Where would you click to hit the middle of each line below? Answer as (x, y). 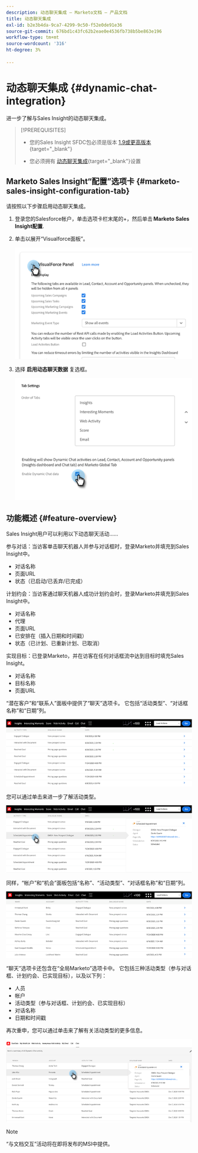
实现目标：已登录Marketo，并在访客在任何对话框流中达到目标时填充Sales (95, 655)
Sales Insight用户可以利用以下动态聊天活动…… (62, 534)
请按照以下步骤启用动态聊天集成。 (47, 206)
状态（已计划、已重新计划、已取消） (59, 643)
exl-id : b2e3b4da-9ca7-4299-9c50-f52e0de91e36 (64, 25)
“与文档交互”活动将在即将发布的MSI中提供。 (60, 1144)
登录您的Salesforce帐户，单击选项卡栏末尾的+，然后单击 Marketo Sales (102, 218)
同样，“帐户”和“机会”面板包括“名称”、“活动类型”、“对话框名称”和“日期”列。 (97, 883)
